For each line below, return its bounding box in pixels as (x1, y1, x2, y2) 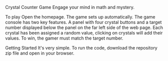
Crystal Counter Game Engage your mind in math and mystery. (5, 4, 135, 10)
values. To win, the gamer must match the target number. (5, 35, 124, 41)
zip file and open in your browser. (5, 50, 74, 56)
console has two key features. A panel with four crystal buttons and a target (5, 19, 162, 25)
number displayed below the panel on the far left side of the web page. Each (5, 24, 163, 30)
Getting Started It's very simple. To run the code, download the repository (5, 45, 158, 50)
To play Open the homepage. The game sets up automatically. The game (5, 14, 155, 19)
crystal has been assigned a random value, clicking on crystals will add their (5, 30, 163, 35)
